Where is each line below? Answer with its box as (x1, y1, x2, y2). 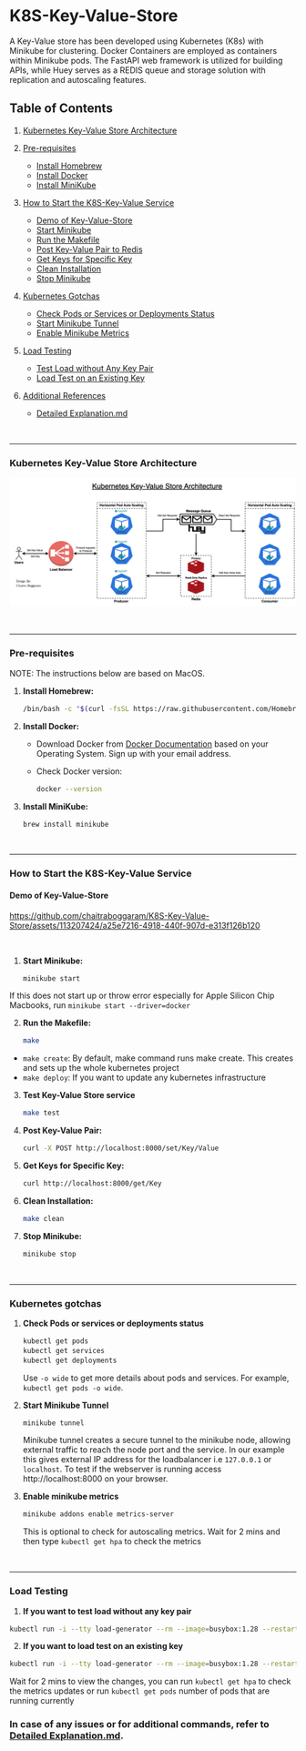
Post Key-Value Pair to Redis (36, 243, 143, 255)
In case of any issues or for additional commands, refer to (9, 1718, 270, 1731)
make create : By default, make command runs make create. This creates (22, 1053, 294, 1064)
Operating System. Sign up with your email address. (36, 748, 232, 758)
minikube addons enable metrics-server (22, 1510, 175, 1519)
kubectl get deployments (22, 1356, 117, 1365)
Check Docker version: (36, 766, 123, 777)
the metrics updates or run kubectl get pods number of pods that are (9, 1685, 270, 1696)
